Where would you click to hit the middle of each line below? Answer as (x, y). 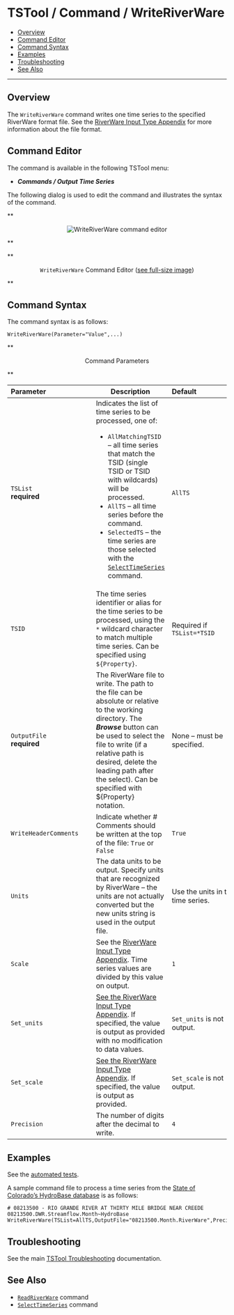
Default (184, 391)
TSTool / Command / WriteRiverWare (116, 13)
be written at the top (129, 834)
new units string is (125, 914)
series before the (135, 515)
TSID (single (128, 462)
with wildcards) (133, 480)
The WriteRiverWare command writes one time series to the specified (106, 114)
